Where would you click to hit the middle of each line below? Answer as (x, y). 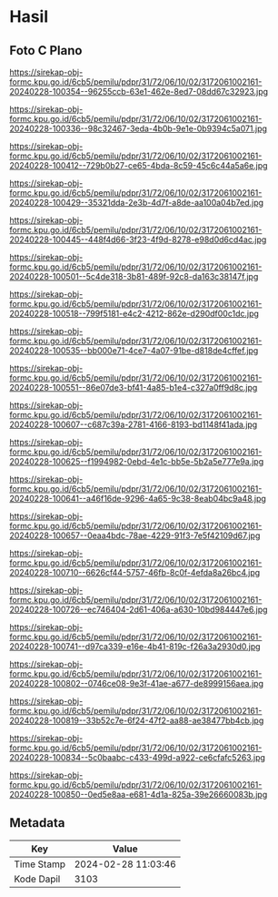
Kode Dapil (37, 879)
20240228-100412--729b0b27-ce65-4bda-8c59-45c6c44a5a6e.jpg (139, 165)
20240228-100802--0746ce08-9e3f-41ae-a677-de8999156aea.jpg (136, 683)
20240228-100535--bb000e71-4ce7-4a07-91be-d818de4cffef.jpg (134, 351)
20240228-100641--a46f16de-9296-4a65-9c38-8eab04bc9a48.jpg (138, 499)
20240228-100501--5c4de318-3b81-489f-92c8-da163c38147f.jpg (134, 276)
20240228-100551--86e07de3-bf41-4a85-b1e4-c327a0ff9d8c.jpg (134, 387)
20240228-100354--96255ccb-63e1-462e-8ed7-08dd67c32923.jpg (139, 92)
